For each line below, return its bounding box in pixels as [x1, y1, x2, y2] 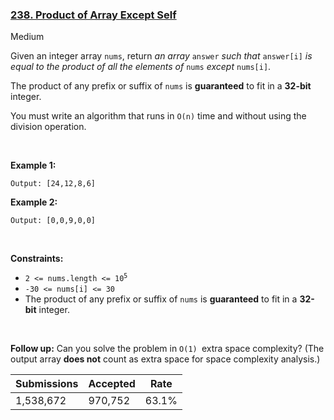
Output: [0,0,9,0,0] [10, 216, 97, 226]
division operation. [10, 121, 87, 133]
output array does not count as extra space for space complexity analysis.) [10, 353, 321, 365]
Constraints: [10, 253, 64, 265]
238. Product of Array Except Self [10, 8, 177, 22]
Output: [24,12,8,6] [10, 179, 97, 189]
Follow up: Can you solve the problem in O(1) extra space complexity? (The [10, 343, 325, 355]
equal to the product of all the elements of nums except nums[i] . [10, 61, 272, 73]
